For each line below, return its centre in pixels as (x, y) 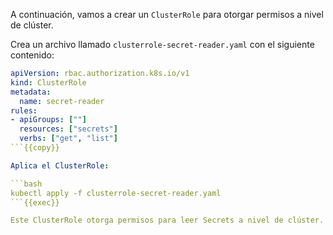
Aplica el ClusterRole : (60, 165)
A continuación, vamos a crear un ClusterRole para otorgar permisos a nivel (167, 14)
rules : (24, 110)
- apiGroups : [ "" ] (48, 120)
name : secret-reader (62, 101)
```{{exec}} (35, 202)
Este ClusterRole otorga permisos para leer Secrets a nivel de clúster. (167, 220)
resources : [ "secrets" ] (68, 129)
